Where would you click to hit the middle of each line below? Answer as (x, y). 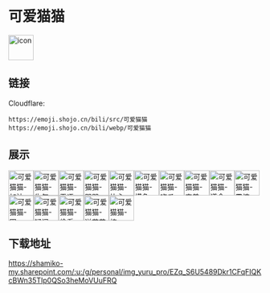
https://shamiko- (36, 263)
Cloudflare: (27, 103)
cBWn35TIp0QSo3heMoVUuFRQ (63, 281)
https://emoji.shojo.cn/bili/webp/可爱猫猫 (80, 128)
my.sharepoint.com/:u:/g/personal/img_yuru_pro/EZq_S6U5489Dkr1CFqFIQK (135, 272)
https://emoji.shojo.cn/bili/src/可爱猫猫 (78, 119)
